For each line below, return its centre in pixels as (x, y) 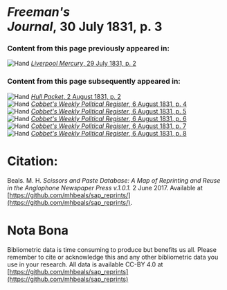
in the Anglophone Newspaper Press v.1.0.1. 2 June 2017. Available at (105, 188)
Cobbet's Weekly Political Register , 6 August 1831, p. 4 (109, 104)
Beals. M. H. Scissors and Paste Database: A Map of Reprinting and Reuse (114, 180)
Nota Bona (38, 230)
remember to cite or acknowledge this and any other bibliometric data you (113, 257)
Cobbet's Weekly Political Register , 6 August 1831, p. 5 (109, 111)
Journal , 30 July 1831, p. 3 (85, 27)
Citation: (33, 161)
